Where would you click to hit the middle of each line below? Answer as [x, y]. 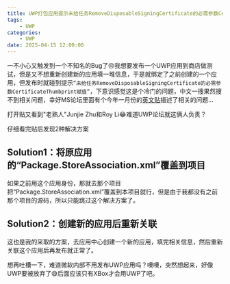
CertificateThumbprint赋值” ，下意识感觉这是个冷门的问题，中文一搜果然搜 [117, 91]
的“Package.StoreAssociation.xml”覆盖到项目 [106, 165]
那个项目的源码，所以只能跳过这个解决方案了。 [73, 200]
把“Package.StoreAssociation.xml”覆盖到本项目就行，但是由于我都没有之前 [113, 192]
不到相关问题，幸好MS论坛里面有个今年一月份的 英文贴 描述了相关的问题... [110, 100]
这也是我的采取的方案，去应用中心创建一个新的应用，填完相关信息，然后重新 [115, 242]
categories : [24, 33]
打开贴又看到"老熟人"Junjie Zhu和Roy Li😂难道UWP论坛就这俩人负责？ [107, 114]
